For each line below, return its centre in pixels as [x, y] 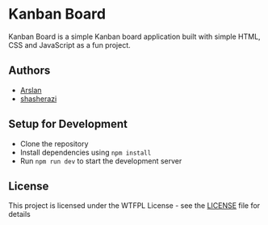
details [19, 214]
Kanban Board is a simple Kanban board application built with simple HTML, [134, 36]
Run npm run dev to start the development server [101, 161]
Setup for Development [68, 124]
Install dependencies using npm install [86, 152]
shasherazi [38, 99]
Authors [29, 71]
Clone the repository [54, 143]
